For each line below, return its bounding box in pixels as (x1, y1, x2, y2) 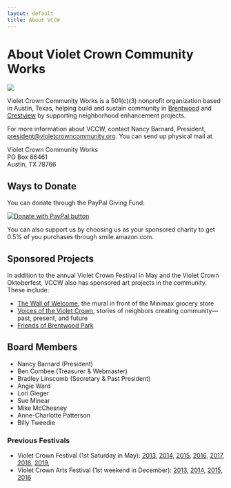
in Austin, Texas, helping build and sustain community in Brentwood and (7, 104, 212, 113)
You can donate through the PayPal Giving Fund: (7, 198, 145, 207)
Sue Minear (17, 396, 50, 404)
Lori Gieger (17, 388, 50, 397)
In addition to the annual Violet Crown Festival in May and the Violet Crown (7, 271, 219, 280)
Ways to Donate (7, 180, 77, 192)
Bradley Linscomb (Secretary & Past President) (17, 374, 151, 382)
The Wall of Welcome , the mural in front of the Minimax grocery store (17, 299, 214, 308)
